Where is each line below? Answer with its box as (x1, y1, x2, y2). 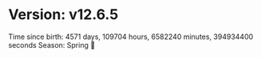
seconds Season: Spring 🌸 (8, 40, 96, 49)
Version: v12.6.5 (8, 6, 119, 24)
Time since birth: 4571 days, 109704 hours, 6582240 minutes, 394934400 (8, 32, 254, 41)
